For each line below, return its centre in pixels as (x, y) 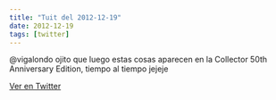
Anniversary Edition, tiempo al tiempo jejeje (89, 69)
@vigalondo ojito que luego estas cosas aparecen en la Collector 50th (138, 60)
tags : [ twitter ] (39, 34)
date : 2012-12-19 (42, 26)
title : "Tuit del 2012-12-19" (66, 17)
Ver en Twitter (35, 87)
